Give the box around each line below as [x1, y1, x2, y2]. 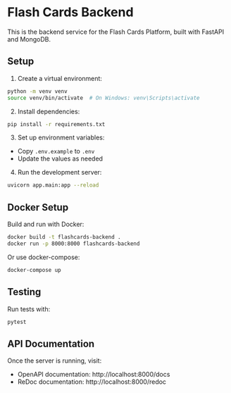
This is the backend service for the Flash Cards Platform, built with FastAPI [7, 27, 224, 36]
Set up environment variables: [17, 133, 105, 142]
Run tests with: [7, 304, 51, 313]
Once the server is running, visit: [7, 356, 102, 365]
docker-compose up [7, 266, 61, 273]
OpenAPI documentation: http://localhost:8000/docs [17, 370, 170, 379]
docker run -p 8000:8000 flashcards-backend [7, 240, 140, 247]
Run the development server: [17, 168, 102, 177]
